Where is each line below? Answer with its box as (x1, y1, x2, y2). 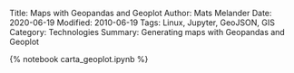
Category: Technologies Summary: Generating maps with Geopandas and (9, 27, 286, 37)
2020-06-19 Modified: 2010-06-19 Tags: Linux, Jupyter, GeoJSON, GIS (9, 17, 275, 28)
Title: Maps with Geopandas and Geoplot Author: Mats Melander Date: (9, 8, 272, 18)
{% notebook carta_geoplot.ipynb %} (9, 54, 149, 64)
